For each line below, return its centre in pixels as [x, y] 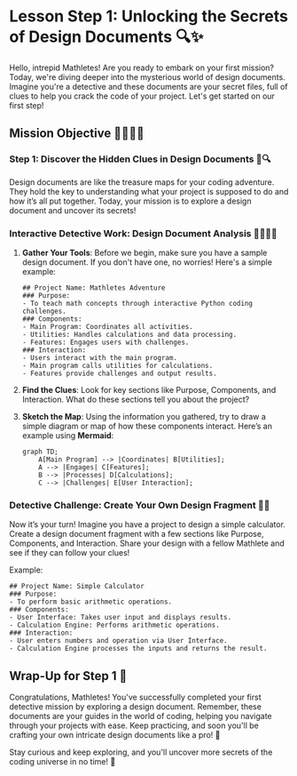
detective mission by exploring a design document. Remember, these [135, 707]
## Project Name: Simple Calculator [77, 587]
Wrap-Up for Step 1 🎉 [68, 676]
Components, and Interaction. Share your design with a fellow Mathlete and [147, 543]
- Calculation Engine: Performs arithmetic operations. [114, 625]
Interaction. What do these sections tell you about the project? [136, 399]
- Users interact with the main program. [99, 357]
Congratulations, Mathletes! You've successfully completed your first [135, 697]
